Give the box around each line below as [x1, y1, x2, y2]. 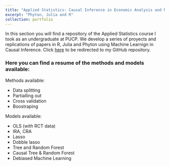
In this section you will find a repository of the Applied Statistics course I [5, 31, 156, 37]
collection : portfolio [5, 17, 53, 22]
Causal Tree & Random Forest [12, 150, 75, 156]
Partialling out [12, 92, 42, 99]
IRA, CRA [12, 128, 32, 134]
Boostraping [12, 103, 38, 109]
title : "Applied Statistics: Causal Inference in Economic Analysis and [5, 7, 162, 13]
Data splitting [12, 87, 40, 93]
